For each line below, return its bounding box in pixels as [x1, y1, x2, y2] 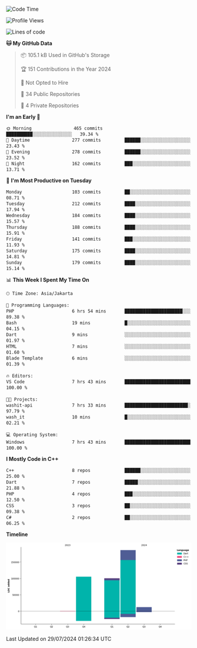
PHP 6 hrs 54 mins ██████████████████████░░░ [6, 308, 191, 314]
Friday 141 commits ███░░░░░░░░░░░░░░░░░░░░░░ [6, 236, 191, 242]
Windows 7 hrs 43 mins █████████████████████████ [6, 439, 191, 445]
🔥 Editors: [6, 373, 34, 379]
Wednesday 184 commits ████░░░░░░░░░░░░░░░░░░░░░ [6, 212, 191, 218]
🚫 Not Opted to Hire [20, 79, 69, 86]
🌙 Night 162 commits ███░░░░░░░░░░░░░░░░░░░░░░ [6, 161, 191, 167]
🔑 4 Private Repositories [20, 102, 79, 109]
